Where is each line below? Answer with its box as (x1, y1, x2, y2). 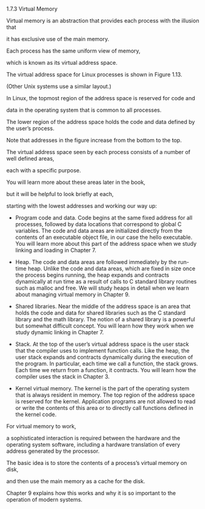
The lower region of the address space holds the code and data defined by (6, 119, 195, 125)
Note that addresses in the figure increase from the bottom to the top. (6, 137, 182, 144)
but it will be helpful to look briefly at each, (6, 191, 114, 197)
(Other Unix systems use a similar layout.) (6, 82, 112, 90)
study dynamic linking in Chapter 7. (15, 329, 104, 335)
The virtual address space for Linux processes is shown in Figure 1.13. (6, 71, 182, 78)
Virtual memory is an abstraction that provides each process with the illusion (6, 17, 199, 24)
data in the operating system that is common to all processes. (6, 106, 162, 114)
